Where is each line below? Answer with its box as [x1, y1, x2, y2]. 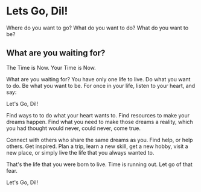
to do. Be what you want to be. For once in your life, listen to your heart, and [6, 82, 196, 89]
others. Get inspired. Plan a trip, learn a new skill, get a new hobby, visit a [6, 143, 188, 150]
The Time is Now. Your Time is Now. [6, 64, 96, 71]
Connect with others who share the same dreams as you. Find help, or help [6, 136, 193, 143]
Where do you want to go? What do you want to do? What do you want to [6, 24, 189, 31]
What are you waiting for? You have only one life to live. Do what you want [6, 75, 191, 82]
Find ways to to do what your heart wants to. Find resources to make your [6, 111, 190, 119]
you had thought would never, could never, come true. [6, 125, 141, 132]
